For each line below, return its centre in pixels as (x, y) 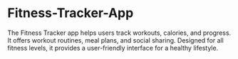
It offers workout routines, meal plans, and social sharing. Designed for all (116, 40)
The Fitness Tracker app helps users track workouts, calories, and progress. (119, 33)
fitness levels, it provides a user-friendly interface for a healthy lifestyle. (113, 48)
